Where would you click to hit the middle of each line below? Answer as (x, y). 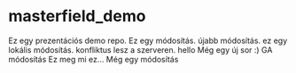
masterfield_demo (77, 16)
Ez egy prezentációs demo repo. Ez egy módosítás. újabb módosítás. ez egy (148, 40)
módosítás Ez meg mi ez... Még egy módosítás (93, 59)
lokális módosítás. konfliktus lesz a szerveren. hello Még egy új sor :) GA (140, 49)
